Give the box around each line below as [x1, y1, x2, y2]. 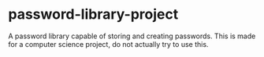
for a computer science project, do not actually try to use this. [8, 39, 209, 48]
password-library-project [8, 5, 179, 23]
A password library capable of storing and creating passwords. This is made [8, 31, 256, 41]
